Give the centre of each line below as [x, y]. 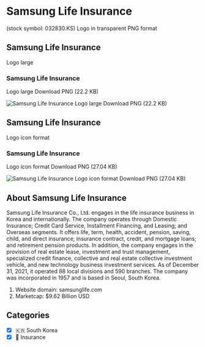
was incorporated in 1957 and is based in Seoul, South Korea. [84, 278]
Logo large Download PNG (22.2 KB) [53, 92]
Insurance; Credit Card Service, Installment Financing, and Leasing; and [97, 226]
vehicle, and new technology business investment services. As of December [103, 264]
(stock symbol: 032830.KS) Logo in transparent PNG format [82, 28]
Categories [28, 315]
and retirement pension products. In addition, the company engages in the [100, 245]
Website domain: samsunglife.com [59, 289]
